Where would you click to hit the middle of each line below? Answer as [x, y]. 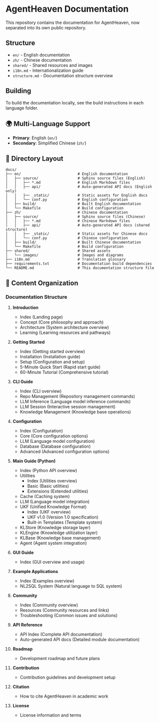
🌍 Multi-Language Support [48, 124]
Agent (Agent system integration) [53, 543]
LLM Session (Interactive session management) [68, 407]
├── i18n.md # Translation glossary [66, 260]
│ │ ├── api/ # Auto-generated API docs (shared [78, 226]
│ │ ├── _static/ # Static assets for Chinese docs [77, 234]
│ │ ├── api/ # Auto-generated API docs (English [79, 187]
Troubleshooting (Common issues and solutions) [69, 615]
